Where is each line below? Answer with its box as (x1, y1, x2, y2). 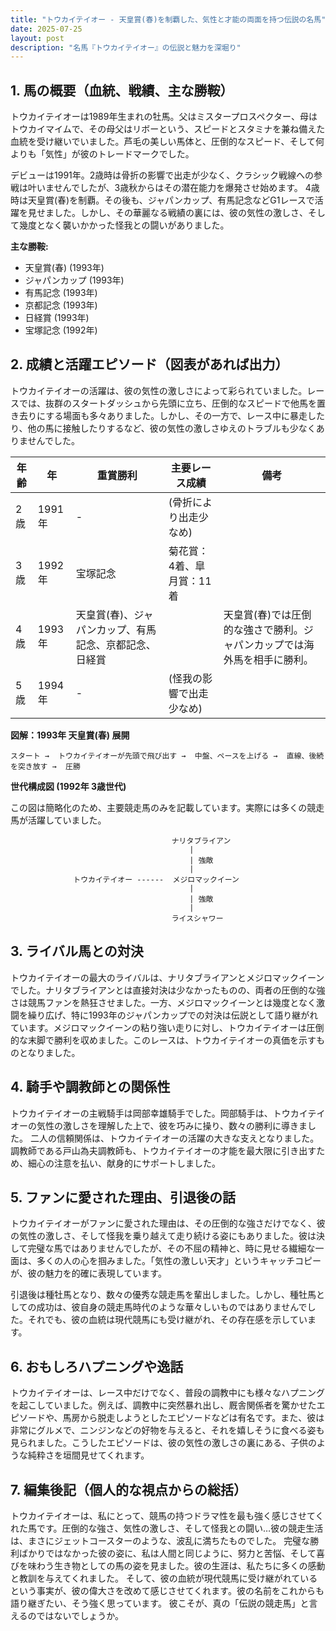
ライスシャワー (171, 913, 224, 923)
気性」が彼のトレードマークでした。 (44, 148, 195, 160)
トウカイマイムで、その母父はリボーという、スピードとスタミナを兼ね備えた (10, 123, 326, 135)
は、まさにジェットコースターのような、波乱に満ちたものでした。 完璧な (10, 1534, 311, 1546)
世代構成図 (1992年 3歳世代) (10, 780, 127, 792)
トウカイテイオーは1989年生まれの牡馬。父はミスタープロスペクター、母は (10, 111, 318, 123)
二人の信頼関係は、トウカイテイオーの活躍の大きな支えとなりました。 (29, 1132, 320, 1144)
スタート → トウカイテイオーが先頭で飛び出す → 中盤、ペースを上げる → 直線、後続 (10, 751, 325, 761)
